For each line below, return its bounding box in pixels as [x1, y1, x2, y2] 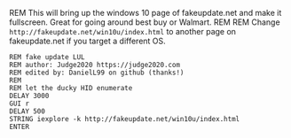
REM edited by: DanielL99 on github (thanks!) [9, 68, 185, 77]
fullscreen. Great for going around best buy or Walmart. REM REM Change [9, 17, 281, 27]
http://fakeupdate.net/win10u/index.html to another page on [9, 27, 237, 36]
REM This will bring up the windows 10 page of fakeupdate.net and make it [9, 8, 282, 18]
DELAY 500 [9, 107, 46, 116]
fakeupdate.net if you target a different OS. [9, 35, 166, 46]
